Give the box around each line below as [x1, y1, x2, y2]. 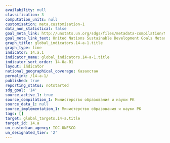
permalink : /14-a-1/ [5, 74, 49, 79]
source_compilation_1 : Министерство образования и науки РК [5, 97, 135, 102]
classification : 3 [5, 12, 44, 17]
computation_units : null [5, 17, 58, 22]
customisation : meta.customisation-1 [5, 21, 85, 27]
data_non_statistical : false [5, 26, 67, 31]
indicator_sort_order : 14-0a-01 [5, 59, 73, 64]
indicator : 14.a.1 [5, 50, 44, 55]
